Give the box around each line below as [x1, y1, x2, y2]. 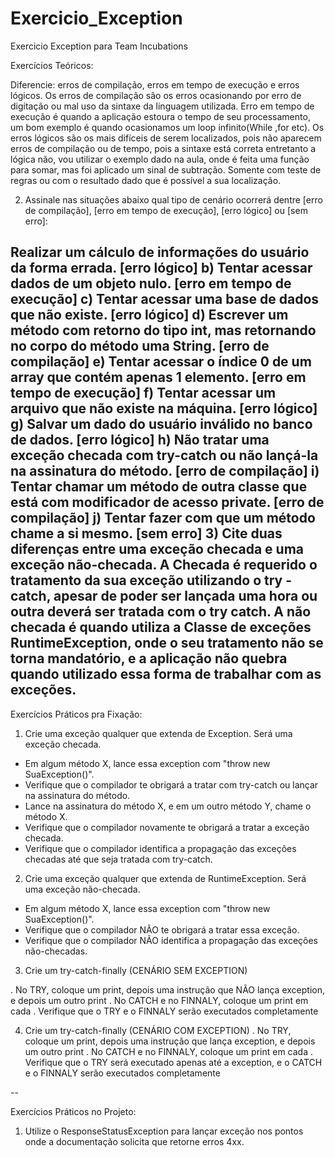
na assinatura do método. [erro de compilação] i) [10, 463, 320, 480]
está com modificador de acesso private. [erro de [10, 494, 325, 511]
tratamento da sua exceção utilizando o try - [10, 572, 293, 589]
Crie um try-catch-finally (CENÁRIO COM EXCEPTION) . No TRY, [24, 1024, 292, 1036]
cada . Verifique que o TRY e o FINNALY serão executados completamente [10, 1005, 319, 1017]
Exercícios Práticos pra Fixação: [10, 708, 143, 720]
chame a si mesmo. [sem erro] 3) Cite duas [10, 525, 283, 542]
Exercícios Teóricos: [10, 59, 94, 71]
